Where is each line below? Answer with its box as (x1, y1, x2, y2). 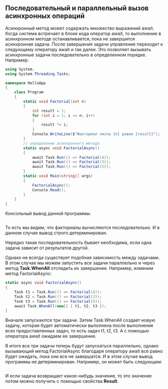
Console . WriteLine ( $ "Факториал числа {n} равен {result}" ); (32, 132, 160, 137)
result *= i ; (41, 122, 69, 127)
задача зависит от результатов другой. (5, 245, 89, 251)
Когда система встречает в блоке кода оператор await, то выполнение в (5, 30, 161, 37)
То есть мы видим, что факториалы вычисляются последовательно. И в (5, 225, 160, 231)
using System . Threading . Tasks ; (5, 71, 71, 77)
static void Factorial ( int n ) (23, 99, 86, 104)
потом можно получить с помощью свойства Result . (5, 378, 119, 384)
